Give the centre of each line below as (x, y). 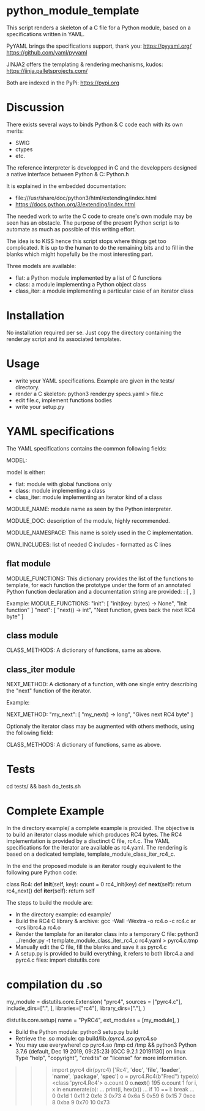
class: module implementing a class (60, 490)
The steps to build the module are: (50, 903)
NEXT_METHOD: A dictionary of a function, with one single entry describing (102, 684)
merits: (15, 131)
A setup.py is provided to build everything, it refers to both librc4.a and (104, 953)
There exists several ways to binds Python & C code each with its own (95, 124)
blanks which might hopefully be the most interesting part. (80, 254)
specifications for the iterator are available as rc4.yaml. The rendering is (97, 847)
